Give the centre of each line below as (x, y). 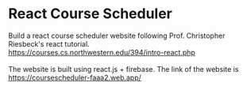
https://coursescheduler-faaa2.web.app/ (75, 77)
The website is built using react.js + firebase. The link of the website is (123, 69)
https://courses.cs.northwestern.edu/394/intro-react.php (102, 52)
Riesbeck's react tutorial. (49, 43)
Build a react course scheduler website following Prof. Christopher (117, 36)
